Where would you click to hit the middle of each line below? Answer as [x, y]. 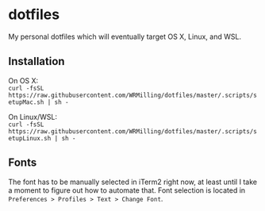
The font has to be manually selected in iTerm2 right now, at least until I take [133, 182]
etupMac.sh [26, 102]
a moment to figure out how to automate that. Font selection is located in [127, 190]
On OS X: [23, 80]
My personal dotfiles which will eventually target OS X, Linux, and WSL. [125, 36]
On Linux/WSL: [33, 117]
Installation [36, 61]
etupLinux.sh [30, 138]
